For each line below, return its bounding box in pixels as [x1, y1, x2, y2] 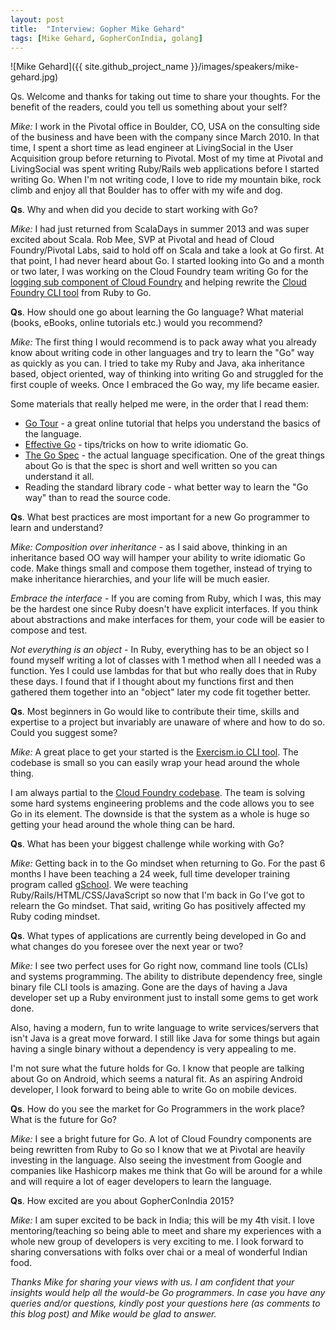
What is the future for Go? [10, 1114, 117, 1126]
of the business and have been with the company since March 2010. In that [10, 131, 320, 143]
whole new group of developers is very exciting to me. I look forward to [10, 1236, 304, 1248]
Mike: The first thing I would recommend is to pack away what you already [10, 336, 317, 348]
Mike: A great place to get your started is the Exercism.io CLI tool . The [10, 746, 299, 758]
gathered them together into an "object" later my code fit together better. [10, 686, 311, 698]
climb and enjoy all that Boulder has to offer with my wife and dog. [10, 184, 283, 196]
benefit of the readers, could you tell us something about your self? [10, 101, 288, 113]
